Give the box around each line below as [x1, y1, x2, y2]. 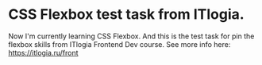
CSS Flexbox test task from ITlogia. [8, 5, 245, 23]
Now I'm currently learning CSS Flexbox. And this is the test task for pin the [8, 31, 255, 41]
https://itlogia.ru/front [8, 48, 79, 57]
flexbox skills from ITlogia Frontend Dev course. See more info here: [8, 39, 231, 49]
